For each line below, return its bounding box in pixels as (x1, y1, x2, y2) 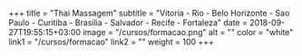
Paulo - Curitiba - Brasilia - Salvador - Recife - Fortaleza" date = (8, 17, 248, 28)
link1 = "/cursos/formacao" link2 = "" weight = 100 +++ (8, 36, 215, 47)
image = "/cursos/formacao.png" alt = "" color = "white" (82, 27, 294, 37)
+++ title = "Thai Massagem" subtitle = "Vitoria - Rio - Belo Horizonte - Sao (8, 8, 290, 18)
